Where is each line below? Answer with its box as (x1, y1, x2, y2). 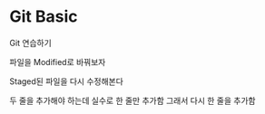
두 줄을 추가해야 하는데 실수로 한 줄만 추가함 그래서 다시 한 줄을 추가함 (9, 95, 256, 106)
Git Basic (9, 6, 79, 27)
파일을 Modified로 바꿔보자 (9, 56, 106, 67)
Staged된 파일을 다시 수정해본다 (9, 75, 124, 87)
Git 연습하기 (9, 37, 52, 48)
